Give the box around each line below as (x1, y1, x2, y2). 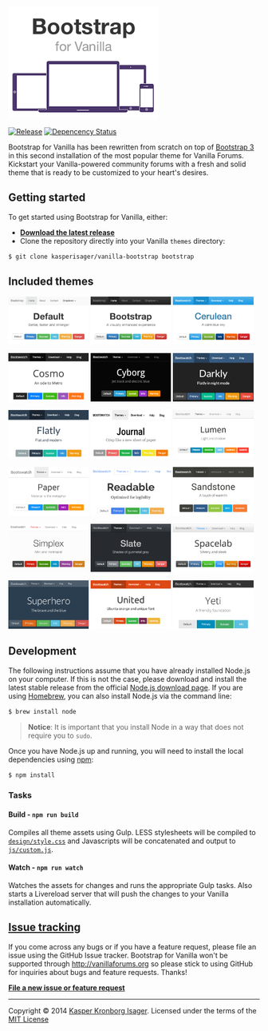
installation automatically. (8, 898, 92, 907)
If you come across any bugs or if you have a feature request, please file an (8, 941, 257, 951)
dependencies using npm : (8, 754, 94, 764)
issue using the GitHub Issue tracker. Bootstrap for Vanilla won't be (8, 950, 229, 960)
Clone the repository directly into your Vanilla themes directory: (19, 236, 226, 245)
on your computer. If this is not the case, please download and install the (8, 674, 247, 683)
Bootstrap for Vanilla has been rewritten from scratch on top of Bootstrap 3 (8, 142, 254, 152)
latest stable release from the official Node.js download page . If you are (8, 683, 243, 692)
